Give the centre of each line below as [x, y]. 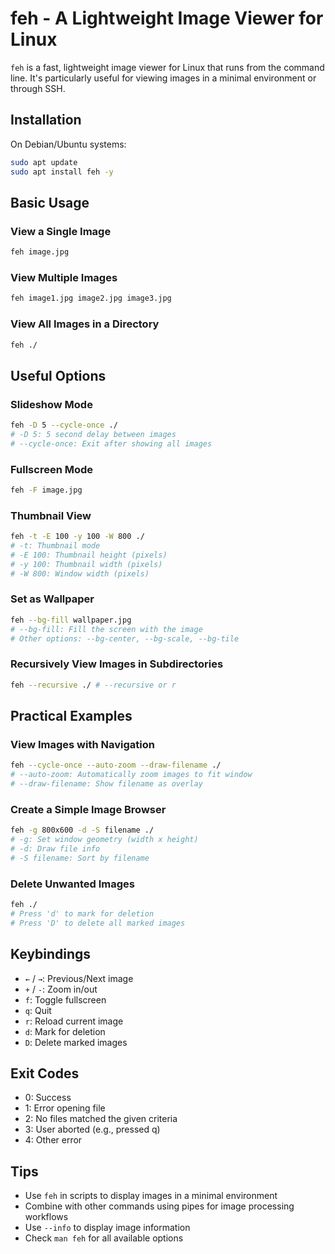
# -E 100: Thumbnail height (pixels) [89, 555]
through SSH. [38, 88]
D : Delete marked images [76, 1042]
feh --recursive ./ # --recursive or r [93, 685]
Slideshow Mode [51, 404]
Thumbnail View [51, 515]
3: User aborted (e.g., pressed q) [92, 1129]
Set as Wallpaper [52, 599]
